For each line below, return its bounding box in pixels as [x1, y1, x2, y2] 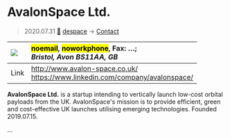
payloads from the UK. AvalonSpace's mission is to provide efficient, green [7, 98, 221, 106]
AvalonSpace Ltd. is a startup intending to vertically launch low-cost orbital [7, 90, 223, 98]
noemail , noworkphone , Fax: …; [30, 43, 137, 53]
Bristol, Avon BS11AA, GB [30, 52, 118, 62]
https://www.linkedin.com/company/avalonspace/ [30, 72, 194, 82]
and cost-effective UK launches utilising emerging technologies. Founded [7, 104, 217, 113]
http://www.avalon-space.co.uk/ [30, 64, 139, 73]
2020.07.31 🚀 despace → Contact [24, 27, 119, 35]
